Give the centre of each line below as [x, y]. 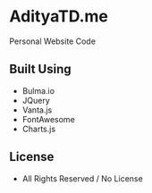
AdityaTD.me [59, 17]
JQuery [36, 100]
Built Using [40, 69]
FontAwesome [49, 119]
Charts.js [39, 129]
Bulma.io [38, 90]
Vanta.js [37, 110]
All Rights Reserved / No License [82, 178]
